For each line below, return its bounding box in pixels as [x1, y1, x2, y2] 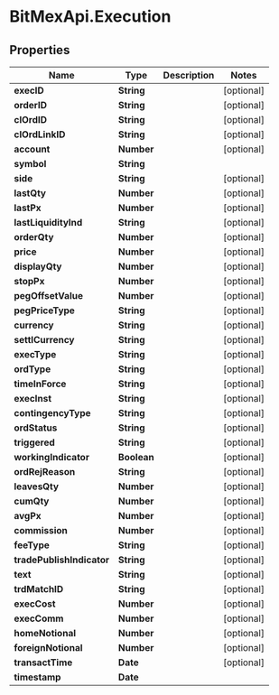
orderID [14, 99, 48, 111]
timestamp [14, 671, 61, 683]
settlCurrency [14, 334, 75, 346]
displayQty [14, 260, 62, 273]
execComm [14, 612, 64, 625]
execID [14, 84, 45, 97]
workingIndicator [14, 451, 90, 463]
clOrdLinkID [14, 128, 66, 141]
